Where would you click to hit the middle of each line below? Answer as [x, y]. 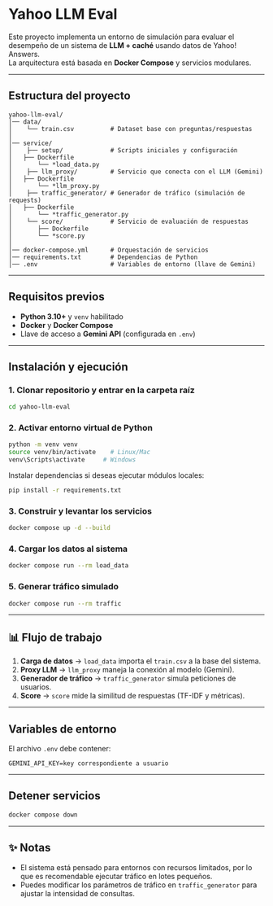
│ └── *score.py [47, 236]
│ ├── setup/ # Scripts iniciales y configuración [123, 150]
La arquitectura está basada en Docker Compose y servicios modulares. [130, 63]
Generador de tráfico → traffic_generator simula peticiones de [128, 678]
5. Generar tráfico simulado [64, 587]
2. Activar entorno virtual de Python [80, 428]
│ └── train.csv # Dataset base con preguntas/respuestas [130, 129]
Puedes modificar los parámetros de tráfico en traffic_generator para [139, 885]
